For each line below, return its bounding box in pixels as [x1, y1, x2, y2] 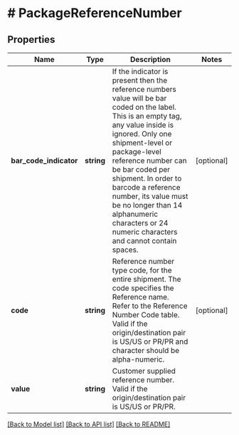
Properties [7, 34, 55, 46]
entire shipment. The [112, 275, 181, 284]
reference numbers [112, 84, 176, 94]
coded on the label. [112, 102, 176, 112]
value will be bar [112, 93, 167, 103]
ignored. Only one [112, 129, 172, 138]
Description [130, 55, 171, 64]
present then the [112, 76, 168, 85]
